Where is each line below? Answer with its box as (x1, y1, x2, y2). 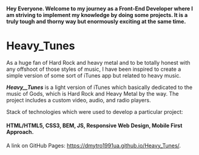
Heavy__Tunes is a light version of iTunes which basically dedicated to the (6, 84, 193, 91)
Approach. (6, 128, 34, 136)
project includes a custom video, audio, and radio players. (6, 96, 151, 104)
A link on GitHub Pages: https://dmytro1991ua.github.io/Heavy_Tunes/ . (6, 142, 181, 149)
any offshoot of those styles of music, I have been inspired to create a (6, 65, 181, 73)
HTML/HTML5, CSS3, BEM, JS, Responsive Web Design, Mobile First (6, 122, 183, 130)
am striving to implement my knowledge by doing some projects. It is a (6, 11, 188, 18)
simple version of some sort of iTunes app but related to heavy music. (6, 71, 181, 79)
